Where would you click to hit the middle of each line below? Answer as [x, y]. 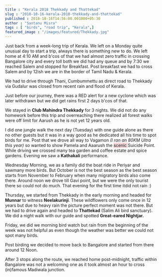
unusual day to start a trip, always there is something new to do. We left [76, 51]
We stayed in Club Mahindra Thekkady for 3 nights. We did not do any [76, 110]
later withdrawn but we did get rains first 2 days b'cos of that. [66, 101]
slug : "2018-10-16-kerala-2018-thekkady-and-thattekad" [64, 14]
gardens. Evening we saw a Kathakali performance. [57, 155]
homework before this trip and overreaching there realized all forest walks [79, 115]
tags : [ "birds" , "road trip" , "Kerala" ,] [50, 28]
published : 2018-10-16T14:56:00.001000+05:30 [53, 18]
